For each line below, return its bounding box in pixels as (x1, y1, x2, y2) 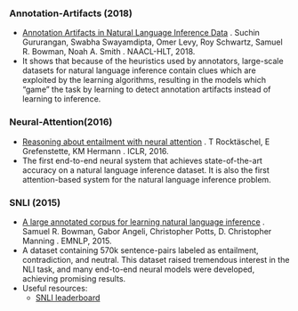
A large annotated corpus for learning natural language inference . (21, 217, 265, 227)
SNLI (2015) (9, 196, 60, 209)
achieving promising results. (21, 273, 126, 283)
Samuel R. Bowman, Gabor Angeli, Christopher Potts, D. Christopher (21, 225, 272, 236)
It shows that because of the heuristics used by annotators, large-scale (21, 56, 284, 67)
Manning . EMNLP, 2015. (21, 235, 112, 246)
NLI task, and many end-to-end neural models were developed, (21, 264, 255, 274)
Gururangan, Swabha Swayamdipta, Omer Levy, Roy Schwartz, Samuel (21, 37, 283, 47)
